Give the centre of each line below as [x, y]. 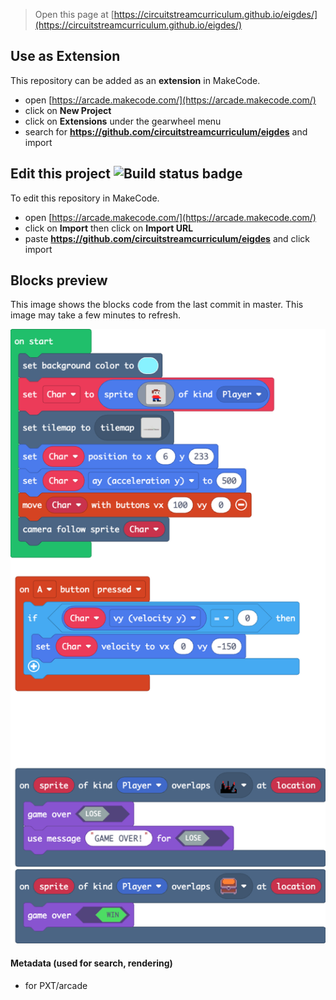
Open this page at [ [74, 14]
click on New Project [68, 110]
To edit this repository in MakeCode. [85, 198]
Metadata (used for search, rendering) [91, 963]
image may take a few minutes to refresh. [95, 315]
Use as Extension [65, 56]
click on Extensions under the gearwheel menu [123, 121]
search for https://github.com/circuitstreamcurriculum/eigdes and [166, 131]
